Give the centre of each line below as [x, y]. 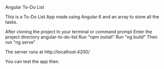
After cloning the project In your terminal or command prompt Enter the [79, 32]
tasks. [12, 22]
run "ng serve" [21, 42]
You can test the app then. [32, 61]
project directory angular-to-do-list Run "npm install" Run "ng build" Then [81, 37]
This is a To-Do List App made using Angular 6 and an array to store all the [82, 17]
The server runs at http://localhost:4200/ [48, 52]
